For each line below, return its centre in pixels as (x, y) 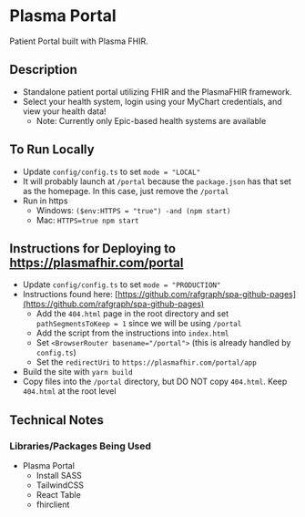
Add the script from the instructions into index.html (132, 333)
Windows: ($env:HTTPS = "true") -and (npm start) (133, 210)
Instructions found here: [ (70, 295)
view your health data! (64, 111)
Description (43, 70)
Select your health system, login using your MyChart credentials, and (152, 101)
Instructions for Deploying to (92, 248)
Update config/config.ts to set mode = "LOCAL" (112, 171)
